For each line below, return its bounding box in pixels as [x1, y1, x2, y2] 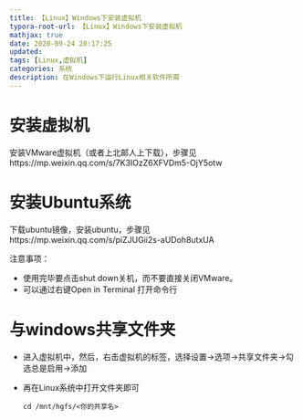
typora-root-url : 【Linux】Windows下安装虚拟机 [9, 22, 183, 31]
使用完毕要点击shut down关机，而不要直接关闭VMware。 [22, 272, 238, 283]
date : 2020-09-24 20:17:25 [9, 38, 112, 48]
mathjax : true [9, 30, 64, 39]
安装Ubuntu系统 [9, 192, 131, 213]
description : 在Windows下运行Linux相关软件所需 [9, 73, 180, 82]
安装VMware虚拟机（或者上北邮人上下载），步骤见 [9, 147, 197, 158]
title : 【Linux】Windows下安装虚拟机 [9, 13, 142, 23]
